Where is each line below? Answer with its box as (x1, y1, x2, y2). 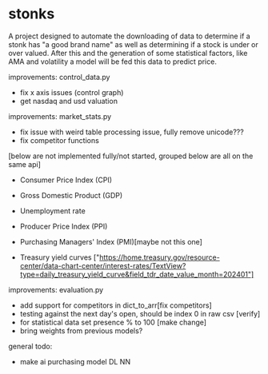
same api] (8, 159, 42, 169)
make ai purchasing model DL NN (19, 356, 130, 366)
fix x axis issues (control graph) (19, 87, 124, 97)
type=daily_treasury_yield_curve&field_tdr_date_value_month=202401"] (19, 269, 254, 279)
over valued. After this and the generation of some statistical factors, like (8, 48, 248, 58)
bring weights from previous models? (19, 325, 143, 336)
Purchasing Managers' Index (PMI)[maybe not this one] (19, 237, 202, 246)
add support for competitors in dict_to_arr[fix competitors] (19, 300, 212, 310)
